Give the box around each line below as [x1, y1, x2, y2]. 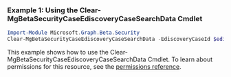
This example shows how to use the [7, 48, 109, 57]
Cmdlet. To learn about [147, 55, 213, 63]
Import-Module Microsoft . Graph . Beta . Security [7, 29, 140, 36]
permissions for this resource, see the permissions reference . [7, 63, 181, 71]
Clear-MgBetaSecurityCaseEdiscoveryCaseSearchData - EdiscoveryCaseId [7, 36, 211, 43]
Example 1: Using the [7, 5, 78, 15]
